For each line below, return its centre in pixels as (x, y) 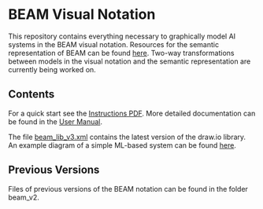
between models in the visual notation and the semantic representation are (130, 61)
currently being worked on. (52, 69)
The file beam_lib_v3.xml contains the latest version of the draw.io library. (127, 137)
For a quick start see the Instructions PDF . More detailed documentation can (132, 113)
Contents (31, 95)
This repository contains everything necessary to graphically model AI (122, 36)
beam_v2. (24, 197)
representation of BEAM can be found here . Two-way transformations (121, 53)
